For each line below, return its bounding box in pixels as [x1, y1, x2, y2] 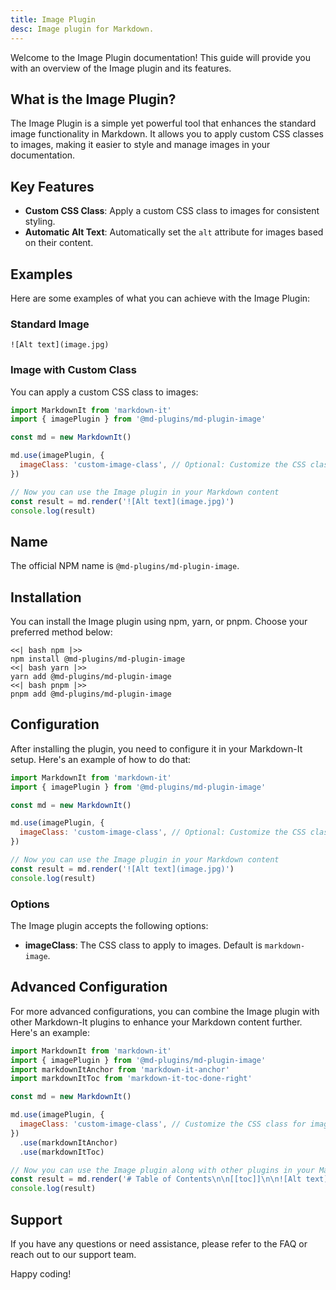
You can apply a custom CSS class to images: [10, 386, 199, 398]
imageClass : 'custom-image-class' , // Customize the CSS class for [19, 1119, 307, 1130]
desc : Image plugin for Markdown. [10, 24, 155, 34]
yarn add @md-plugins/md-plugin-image [10, 672, 172, 682]
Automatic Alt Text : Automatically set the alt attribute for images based [24, 226, 324, 238]
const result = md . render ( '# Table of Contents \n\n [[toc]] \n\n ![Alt [10, 1174, 302, 1185]
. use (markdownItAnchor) [19, 1137, 118, 1148]
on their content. [24, 237, 94, 249]
